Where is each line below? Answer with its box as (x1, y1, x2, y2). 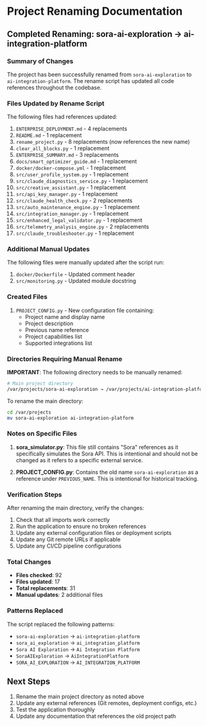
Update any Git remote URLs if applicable (15, 536, 121, 543)
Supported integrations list (25, 339, 93, 347)
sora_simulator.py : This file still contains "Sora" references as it (15, 443, 179, 451)
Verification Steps (7, 490, 62, 499)
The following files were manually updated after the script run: (7, 259, 165, 266)
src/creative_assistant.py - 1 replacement (15, 184, 127, 191)
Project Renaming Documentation (7, 4, 183, 18)
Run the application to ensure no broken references (15, 523, 147, 530)
